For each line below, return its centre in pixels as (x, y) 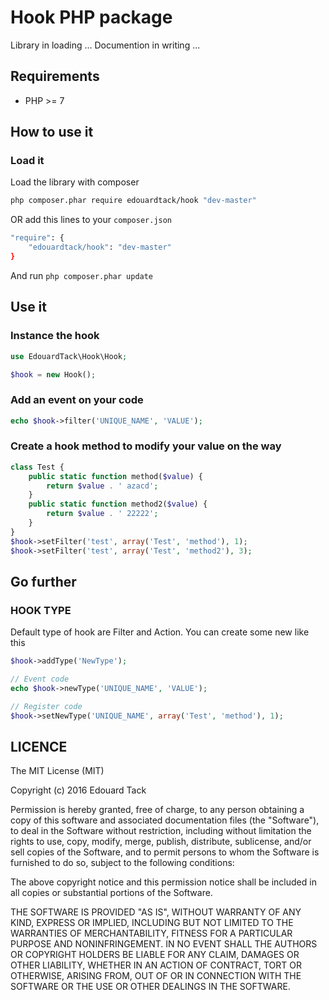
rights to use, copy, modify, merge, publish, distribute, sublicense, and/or (161, 842)
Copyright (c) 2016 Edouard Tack (78, 790)
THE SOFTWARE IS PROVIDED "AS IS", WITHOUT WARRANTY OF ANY (156, 912)
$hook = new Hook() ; (53, 374)
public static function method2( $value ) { (118, 504)
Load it (27, 161)
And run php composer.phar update (82, 275)
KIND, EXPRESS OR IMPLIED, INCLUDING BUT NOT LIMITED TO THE (152, 923)
